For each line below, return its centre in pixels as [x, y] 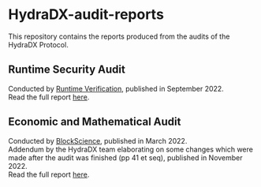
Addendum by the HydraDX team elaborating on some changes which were [131, 149]
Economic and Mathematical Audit [95, 122]
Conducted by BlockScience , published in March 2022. [98, 140]
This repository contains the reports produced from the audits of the [119, 36]
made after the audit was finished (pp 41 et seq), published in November [125, 157]
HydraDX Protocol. [38, 44]
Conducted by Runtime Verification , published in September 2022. [116, 88]
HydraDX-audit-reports [86, 15]
